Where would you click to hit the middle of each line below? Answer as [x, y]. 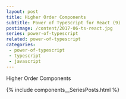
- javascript [25, 61]
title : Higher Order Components [46, 17]
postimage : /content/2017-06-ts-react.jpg [59, 28]
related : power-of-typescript [44, 39]
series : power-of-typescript [42, 34]
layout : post [22, 12]
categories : [21, 45]
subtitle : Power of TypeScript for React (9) [63, 23]
